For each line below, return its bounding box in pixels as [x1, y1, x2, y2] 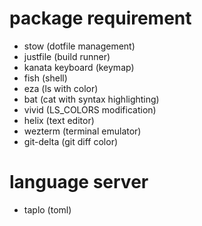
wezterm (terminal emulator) [23, 125, 142, 137]
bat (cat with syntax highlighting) [23, 93, 160, 105]
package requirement [9, 7, 192, 30]
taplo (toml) [23, 203, 72, 216]
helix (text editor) [23, 114, 95, 126]
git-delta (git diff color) [23, 135, 119, 147]
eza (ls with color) [23, 82, 99, 94]
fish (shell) [23, 72, 68, 84]
